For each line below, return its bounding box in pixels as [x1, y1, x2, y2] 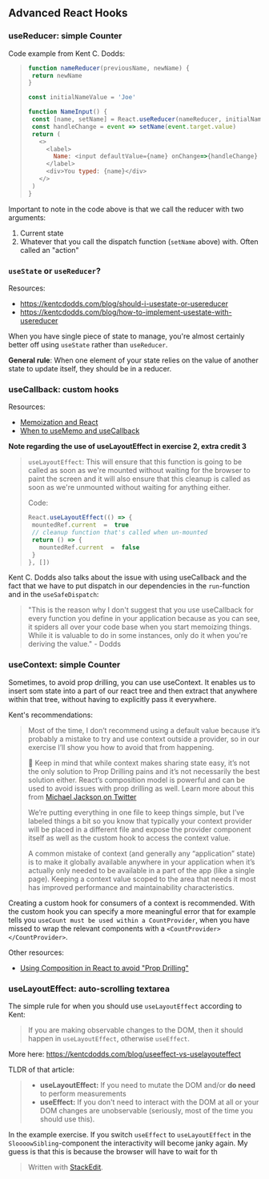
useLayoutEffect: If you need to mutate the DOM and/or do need [39, 1081, 256, 1089]
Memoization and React [19, 418, 98, 427]
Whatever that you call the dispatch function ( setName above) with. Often [19, 236, 259, 247]
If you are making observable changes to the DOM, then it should [27, 1025, 243, 1035]
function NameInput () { [27, 108, 108, 116]
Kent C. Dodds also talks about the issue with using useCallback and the [8, 572, 247, 583]
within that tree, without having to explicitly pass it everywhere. [8, 694, 217, 704]
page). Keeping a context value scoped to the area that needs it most [27, 874, 256, 884]
